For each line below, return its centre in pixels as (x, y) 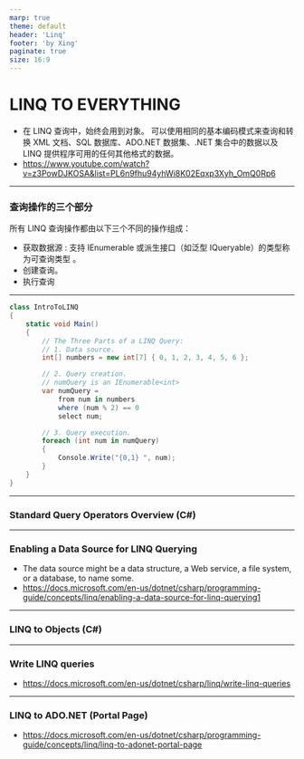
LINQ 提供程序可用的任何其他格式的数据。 (100, 153)
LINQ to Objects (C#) (56, 629)
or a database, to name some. (78, 578)
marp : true (30, 18)
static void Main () (62, 324)
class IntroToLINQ (44, 307)
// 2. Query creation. (85, 374)
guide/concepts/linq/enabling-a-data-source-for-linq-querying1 (141, 598)
